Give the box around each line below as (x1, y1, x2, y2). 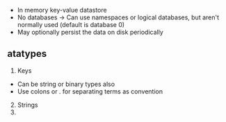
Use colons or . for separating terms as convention (17, 87, 163, 96)
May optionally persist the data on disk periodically (17, 28, 163, 36)
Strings (17, 101, 38, 109)
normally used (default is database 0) (17, 21, 125, 28)
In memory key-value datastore (17, 6, 107, 14)
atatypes (7, 48, 47, 60)
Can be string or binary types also (17, 80, 115, 88)
